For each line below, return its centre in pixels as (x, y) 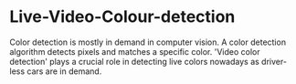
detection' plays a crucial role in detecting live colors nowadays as (135, 61)
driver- (275, 61)
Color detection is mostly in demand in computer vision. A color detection (148, 42)
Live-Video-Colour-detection (122, 17)
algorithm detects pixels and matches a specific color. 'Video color (135, 51)
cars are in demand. (64, 71)
